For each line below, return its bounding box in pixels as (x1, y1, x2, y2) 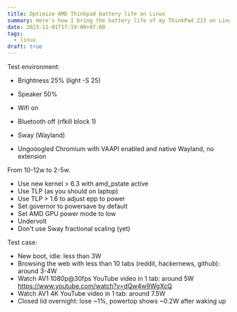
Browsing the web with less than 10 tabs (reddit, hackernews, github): (17, 259, 220, 268)
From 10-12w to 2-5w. (7, 166, 71, 174)
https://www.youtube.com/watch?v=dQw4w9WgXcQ (17, 282, 173, 290)
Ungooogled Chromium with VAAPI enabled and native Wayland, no (17, 145, 214, 152)
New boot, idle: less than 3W (17, 252, 102, 260)
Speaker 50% (17, 90, 58, 98)
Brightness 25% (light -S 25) (17, 76, 101, 85)
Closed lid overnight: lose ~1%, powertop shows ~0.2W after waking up (17, 297, 226, 305)
